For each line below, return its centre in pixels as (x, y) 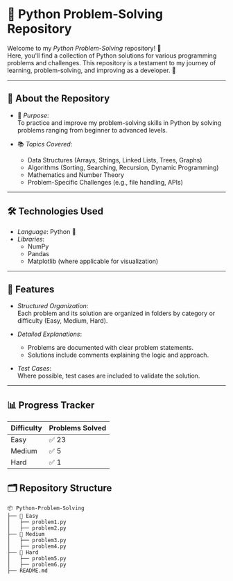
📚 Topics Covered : (45, 144)
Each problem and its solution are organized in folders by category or (116, 313)
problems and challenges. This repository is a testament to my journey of (112, 62)
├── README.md (28, 571)
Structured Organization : (53, 306)
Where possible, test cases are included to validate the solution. (109, 376)
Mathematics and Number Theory (76, 175)
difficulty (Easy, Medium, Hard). (62, 321)
